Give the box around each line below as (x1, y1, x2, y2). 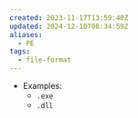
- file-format (17, 55, 71, 64)
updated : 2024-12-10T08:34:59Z (9, 22, 129, 31)
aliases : (9, 30, 43, 39)
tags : (9, 47, 30, 56)
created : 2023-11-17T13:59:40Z (9, 13, 129, 23)
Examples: (22, 81, 62, 91)
